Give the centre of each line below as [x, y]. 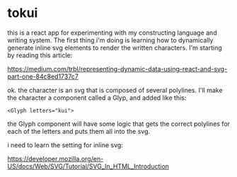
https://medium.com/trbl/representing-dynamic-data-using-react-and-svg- [117, 69]
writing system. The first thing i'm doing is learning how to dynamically [110, 40]
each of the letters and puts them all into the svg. [79, 131]
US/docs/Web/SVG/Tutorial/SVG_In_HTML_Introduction [88, 166]
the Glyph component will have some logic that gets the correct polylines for [119, 124]
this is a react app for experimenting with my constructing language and [112, 33]
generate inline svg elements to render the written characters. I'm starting [115, 47]
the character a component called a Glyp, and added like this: [97, 98]
